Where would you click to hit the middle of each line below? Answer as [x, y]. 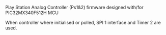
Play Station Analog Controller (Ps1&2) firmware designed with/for [74, 7]
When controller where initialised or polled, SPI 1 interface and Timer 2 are [83, 23]
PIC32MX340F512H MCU [32, 13]
